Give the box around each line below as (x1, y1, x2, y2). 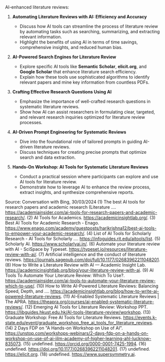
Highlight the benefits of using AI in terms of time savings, (19, 39, 138, 45)
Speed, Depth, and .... (5, 288, 49, 294)
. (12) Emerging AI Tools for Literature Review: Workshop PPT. (22, 304, 148, 310)
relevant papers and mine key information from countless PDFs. (19, 79, 150, 85)
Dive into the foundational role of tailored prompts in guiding (19, 138, 142, 144)
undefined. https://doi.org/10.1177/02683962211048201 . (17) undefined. (5, 346, 150, 352)
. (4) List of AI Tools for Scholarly (83, 230, 152, 236)
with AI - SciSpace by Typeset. (5, 246, 68, 252)
